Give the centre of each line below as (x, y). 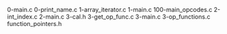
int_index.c (22, 17)
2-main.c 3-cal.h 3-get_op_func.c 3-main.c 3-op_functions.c (124, 17)
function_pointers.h (35, 24)
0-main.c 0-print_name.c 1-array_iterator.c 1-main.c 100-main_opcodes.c (110, 10)
